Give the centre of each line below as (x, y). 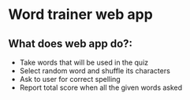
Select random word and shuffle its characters (95, 71)
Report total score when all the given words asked (101, 87)
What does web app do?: (70, 44)
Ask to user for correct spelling (70, 79)
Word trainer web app (81, 15)
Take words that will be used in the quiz (84, 62)
